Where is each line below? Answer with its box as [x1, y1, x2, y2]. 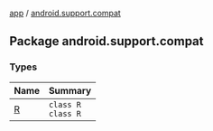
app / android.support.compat [9, 8, 122, 18]
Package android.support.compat [9, 33, 204, 49]
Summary [48, 84, 92, 97]
